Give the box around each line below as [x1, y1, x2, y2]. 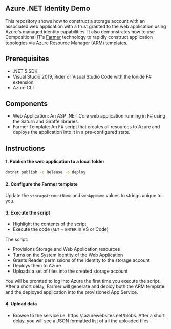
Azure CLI [12, 84, 34, 90]
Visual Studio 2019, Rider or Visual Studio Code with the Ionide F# [12, 73, 152, 80]
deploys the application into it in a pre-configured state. [12, 129, 131, 136]
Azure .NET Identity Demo [5, 4, 91, 13]
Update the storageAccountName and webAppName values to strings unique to [5, 192, 162, 199]
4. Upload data [5, 300, 37, 307]
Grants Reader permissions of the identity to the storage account [12, 257, 150, 263]
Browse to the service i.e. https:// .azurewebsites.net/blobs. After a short [12, 312, 165, 318]
